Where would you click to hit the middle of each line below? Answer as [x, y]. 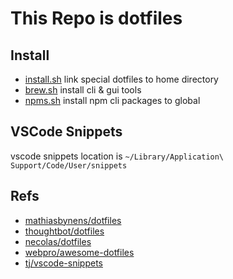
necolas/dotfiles [58, 241]
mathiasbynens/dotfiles [73, 220]
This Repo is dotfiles [96, 18]
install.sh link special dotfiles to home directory [121, 79]
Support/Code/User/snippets [69, 165]
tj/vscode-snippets [63, 263]
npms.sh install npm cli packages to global [112, 100]
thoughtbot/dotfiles [64, 231]
